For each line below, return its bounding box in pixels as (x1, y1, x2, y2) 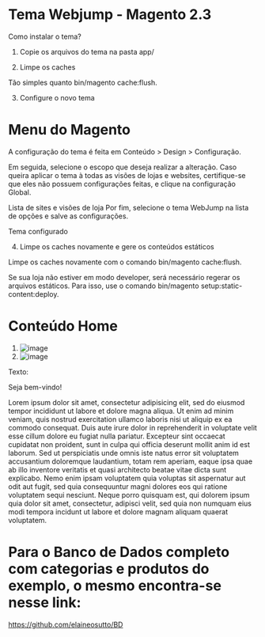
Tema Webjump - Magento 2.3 (8, 6, 212, 24)
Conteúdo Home (8, 317, 119, 336)
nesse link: (8, 593, 81, 611)
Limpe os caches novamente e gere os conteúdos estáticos (19, 241, 215, 251)
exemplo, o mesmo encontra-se (8, 577, 221, 594)
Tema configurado (8, 226, 69, 236)
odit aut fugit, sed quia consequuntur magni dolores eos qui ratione (8, 481, 228, 491)
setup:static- (200, 281, 243, 290)
